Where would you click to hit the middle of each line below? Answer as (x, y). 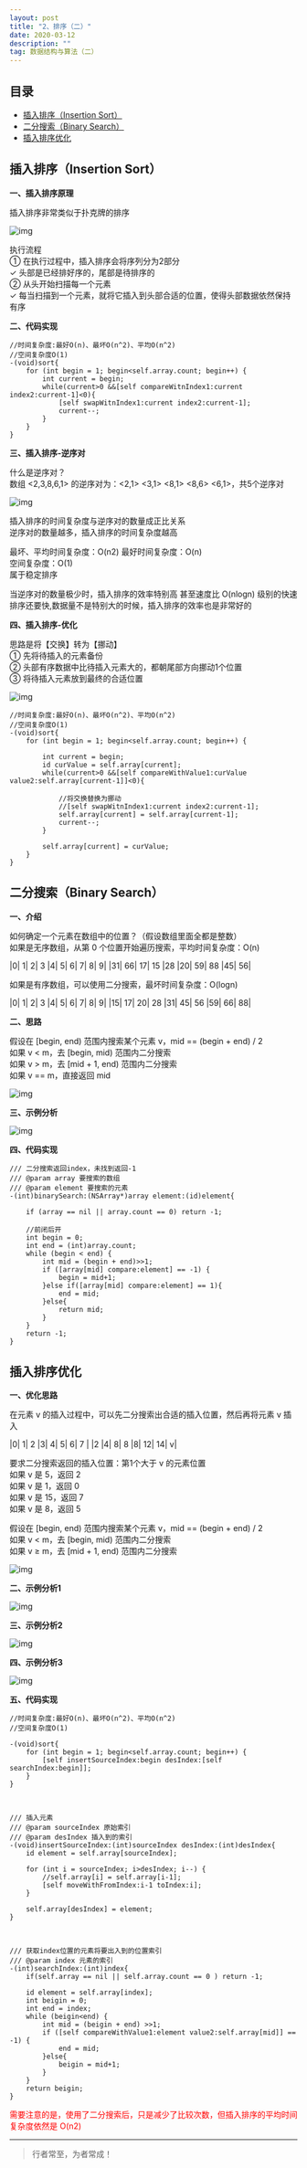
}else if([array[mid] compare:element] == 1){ (132, 1285)
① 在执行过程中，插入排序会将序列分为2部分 (95, 260)
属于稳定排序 (33, 574)
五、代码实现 (33, 1699)
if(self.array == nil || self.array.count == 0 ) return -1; (144, 1977)
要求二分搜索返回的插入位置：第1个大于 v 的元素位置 (108, 1464)
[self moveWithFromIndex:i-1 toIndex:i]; (122, 1886)
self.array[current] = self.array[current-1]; (148, 814)
